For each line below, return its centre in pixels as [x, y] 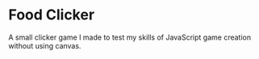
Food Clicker [52, 15]
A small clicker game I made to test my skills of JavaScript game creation [130, 37]
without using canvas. [45, 45]
